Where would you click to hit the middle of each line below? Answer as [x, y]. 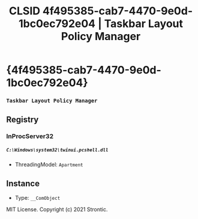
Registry [22, 119]
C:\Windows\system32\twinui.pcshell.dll [58, 150]
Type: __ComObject [37, 198]
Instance [23, 183]
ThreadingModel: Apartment [49, 165]
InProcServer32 [30, 136]
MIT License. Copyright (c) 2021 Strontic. [57, 209]
